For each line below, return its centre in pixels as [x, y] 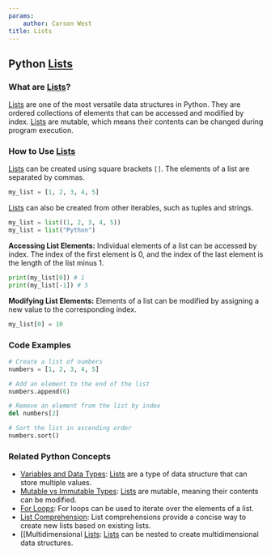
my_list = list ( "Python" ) [52, 230]
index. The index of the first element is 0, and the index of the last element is [136, 254]
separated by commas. [47, 177]
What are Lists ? [40, 87]
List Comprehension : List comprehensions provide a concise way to [133, 517]
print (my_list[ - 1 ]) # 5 [49, 285]
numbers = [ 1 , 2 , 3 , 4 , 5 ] [54, 369]
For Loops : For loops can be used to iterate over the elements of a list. [137, 509]
